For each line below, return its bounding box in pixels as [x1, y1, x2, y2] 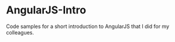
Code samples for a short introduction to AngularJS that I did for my [6, 23, 170, 30]
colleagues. [6, 29, 34, 36]
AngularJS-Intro [6, 3, 87, 17]
